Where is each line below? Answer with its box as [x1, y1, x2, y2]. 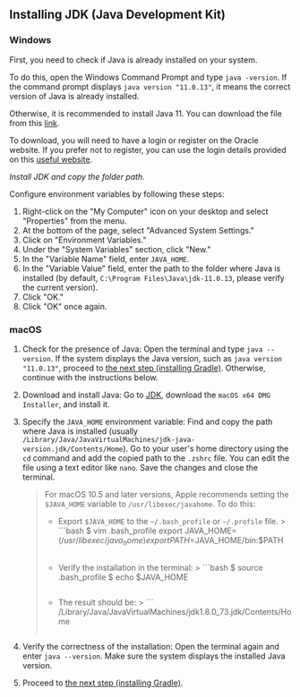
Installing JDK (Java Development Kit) [9, 7, 226, 22]
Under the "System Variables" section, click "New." [21, 243, 211, 254]
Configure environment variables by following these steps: [9, 188, 225, 200]
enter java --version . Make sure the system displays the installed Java [21, 650, 286, 661]
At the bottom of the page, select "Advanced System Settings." [21, 225, 255, 235]
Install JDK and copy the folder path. [9, 171, 145, 182]
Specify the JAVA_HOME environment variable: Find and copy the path [21, 416, 273, 427]
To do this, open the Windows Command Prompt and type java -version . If [9, 72, 287, 82]
